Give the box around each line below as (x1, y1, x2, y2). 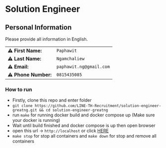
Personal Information (5, 23, 72, 32)
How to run (5, 86, 32, 93)
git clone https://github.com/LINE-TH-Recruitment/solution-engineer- (12, 104, 162, 109)
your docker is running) (12, 117, 60, 123)
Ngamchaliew (56, 56, 85, 61)
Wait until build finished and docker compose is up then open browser (12, 122, 156, 129)
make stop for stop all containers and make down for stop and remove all (12, 133, 157, 139)
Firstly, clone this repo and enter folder (12, 97, 92, 103)
